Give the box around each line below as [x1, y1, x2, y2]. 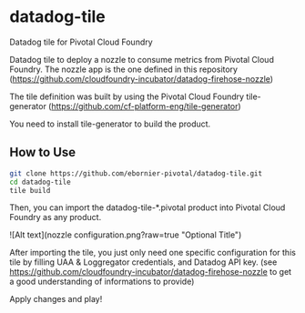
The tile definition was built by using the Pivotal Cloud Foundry [9, 91, 244, 102]
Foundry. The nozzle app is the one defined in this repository [9, 64, 239, 75]
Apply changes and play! [9, 294, 103, 305]
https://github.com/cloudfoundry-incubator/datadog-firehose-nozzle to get [9, 267, 292, 278]
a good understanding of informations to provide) [9, 276, 195, 288]
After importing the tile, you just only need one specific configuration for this [9, 247, 296, 258]
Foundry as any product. [9, 212, 102, 223]
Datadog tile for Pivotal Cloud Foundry [9, 36, 153, 47]
